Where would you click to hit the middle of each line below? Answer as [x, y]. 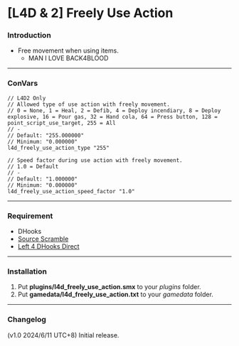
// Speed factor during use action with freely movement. [95, 160]
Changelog [27, 320]
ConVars [23, 83]
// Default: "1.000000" [43, 179]
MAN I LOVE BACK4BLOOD [68, 58]
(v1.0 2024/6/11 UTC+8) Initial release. [63, 335]
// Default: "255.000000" [46, 135]
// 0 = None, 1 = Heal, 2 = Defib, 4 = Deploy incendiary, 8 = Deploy [114, 110]
